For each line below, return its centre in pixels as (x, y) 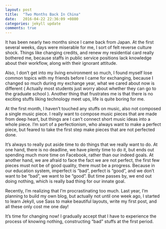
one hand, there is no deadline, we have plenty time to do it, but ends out (80, 150)
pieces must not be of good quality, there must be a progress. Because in (80, 166)
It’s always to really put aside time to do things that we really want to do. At (81, 144)
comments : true (21, 28)
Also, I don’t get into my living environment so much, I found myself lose (79, 73)
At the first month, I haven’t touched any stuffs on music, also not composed (83, 109)
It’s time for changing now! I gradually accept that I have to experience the (81, 216)
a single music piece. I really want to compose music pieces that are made (81, 114)
